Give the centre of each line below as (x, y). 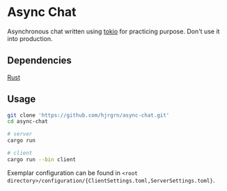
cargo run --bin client (42, 159)
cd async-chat (28, 122)
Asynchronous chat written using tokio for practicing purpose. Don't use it (113, 31)
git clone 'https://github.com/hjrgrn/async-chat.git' (88, 115)
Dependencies (39, 61)
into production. (30, 38)
